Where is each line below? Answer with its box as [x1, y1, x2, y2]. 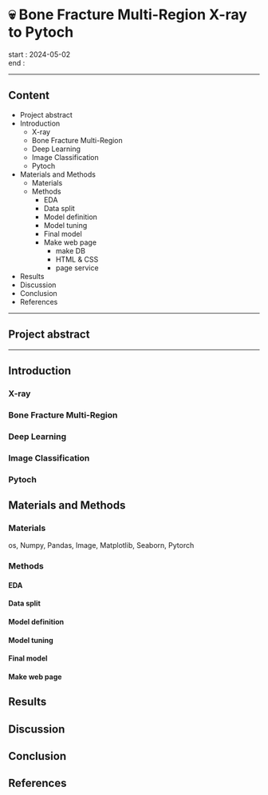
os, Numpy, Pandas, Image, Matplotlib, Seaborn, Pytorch [8, 541, 195, 550]
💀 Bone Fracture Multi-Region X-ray [8, 6, 247, 24]
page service [55, 262, 99, 273]
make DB [55, 246, 86, 255]
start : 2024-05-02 [8, 50, 70, 59]
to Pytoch [8, 23, 74, 42]
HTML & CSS [55, 254, 99, 264]
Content [8, 89, 50, 102]
